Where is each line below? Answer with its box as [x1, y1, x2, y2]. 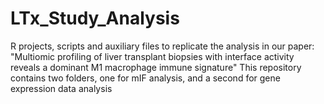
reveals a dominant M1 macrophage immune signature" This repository [10, 61, 302, 73]
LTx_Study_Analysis [10, 7, 180, 30]
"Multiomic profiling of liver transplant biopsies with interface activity [10, 50, 295, 62]
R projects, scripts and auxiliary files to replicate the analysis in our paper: [10, 40, 315, 52]
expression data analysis [10, 82, 113, 94]
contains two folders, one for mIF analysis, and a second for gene [10, 72, 281, 84]
